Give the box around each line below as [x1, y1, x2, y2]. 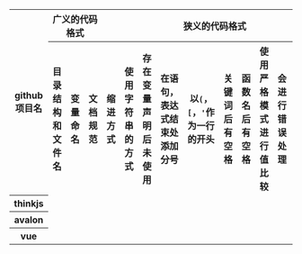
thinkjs [13, 197, 44, 210]
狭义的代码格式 [182, 20, 247, 32]
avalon [13, 213, 44, 226]
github [14, 89, 43, 102]
